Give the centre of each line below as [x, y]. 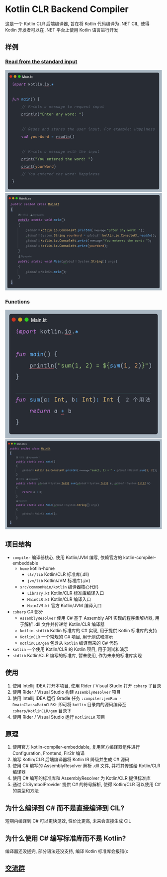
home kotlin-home [37, 568]
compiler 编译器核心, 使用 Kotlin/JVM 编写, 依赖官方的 [67, 557]
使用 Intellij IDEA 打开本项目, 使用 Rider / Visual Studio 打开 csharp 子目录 [87, 686]
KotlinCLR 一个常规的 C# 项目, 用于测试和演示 [66, 637]
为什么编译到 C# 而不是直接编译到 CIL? [65, 808]
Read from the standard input [41, 62]
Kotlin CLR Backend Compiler [67, 9]
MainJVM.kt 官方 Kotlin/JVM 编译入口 [64, 605]
